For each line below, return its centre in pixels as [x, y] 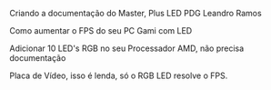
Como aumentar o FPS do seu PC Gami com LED [101, 30]
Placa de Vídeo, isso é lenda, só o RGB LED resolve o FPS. [119, 75]
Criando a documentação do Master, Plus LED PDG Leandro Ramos [135, 13]
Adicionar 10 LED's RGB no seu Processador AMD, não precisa [127, 48]
